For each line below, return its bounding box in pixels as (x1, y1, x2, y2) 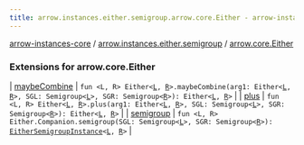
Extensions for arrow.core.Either (9, 60, 156, 73)
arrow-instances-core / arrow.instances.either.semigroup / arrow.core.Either (9, 38, 294, 49)
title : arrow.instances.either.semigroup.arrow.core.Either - (9, 13, 249, 23)
